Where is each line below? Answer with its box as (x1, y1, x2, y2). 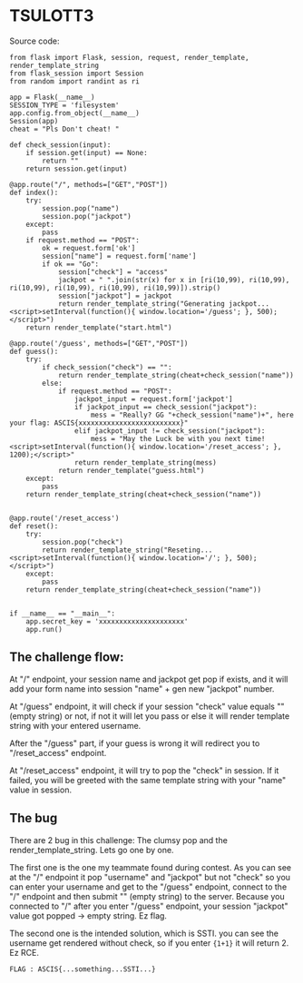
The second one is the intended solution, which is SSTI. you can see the (9, 928, 279, 939)
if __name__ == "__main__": (9, 609, 116, 618)
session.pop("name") (42, 203, 120, 213)
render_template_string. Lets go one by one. (9, 844, 174, 855)
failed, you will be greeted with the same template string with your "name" (9, 774, 287, 785)
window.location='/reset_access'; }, (139, 442, 282, 451)
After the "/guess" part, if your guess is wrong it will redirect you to (9, 737, 260, 749)
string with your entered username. (9, 720, 142, 731)
